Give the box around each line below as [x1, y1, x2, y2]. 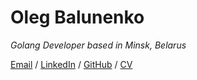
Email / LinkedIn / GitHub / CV [10, 58, 133, 70]
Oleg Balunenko [10, 6, 145, 29]
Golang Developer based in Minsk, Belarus [10, 39, 187, 51]
